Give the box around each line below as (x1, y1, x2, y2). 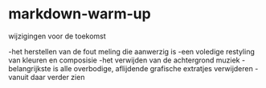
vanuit (8, 72, 30, 82)
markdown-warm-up (8, 5, 151, 23)
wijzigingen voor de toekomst (8, 31, 106, 41)
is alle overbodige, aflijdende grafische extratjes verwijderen (52, 63, 253, 73)
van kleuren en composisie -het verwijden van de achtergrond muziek (8, 55, 240, 65)
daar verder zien (31, 72, 85, 82)
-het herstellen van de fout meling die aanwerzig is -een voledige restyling (8, 46, 255, 56)
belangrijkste (8, 63, 51, 73)
